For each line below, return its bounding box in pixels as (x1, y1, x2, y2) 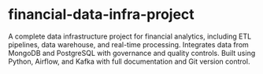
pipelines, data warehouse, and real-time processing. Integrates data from (8, 39, 250, 49)
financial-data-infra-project (8, 6, 194, 24)
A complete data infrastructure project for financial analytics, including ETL (8, 31, 252, 41)
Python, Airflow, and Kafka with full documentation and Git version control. (8, 57, 250, 66)
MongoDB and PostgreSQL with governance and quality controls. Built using (8, 48, 256, 57)
